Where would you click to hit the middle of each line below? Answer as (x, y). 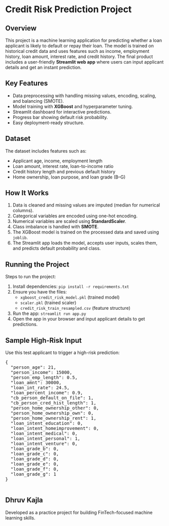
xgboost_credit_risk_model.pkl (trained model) (70, 297)
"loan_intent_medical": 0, (44, 434)
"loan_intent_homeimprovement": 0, (55, 429)
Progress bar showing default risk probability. (60, 117)
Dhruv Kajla (24, 500)
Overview (21, 28)
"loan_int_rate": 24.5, (40, 388)
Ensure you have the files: (40, 292)
